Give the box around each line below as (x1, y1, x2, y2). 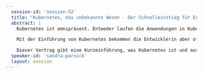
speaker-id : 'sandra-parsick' (11, 53, 87, 59)
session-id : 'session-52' (11, 8, 77, 15)
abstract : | (11, 20, 42, 26)
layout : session (11, 58, 52, 64)
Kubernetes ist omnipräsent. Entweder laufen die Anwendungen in (16, 25, 185, 32)
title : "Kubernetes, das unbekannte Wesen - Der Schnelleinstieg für (11, 14, 190, 20)
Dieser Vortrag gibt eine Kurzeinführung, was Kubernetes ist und (16, 48, 188, 54)
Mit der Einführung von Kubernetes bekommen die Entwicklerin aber (16, 37, 190, 43)
